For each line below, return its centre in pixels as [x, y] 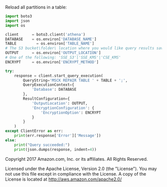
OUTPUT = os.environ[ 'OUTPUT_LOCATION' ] [53, 53]
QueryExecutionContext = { [49, 85]
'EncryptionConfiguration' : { [63, 108]
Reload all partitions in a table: [36, 7]
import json [17, 21]
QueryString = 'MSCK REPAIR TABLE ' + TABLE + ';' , [75, 80]
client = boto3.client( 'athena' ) [45, 34]
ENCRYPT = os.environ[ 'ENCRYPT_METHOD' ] [52, 62]
